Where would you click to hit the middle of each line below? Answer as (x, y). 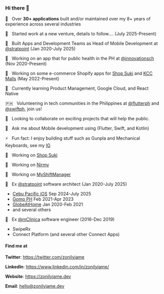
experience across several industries (43, 24)
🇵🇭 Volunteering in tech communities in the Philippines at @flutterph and (82, 103)
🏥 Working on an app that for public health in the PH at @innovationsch (79, 58)
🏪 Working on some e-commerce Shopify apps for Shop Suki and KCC (79, 73)
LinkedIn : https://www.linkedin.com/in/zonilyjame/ (57, 267)
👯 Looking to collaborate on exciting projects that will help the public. (77, 119)
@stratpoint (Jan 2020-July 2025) (40, 49)
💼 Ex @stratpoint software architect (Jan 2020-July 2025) (66, 184)
